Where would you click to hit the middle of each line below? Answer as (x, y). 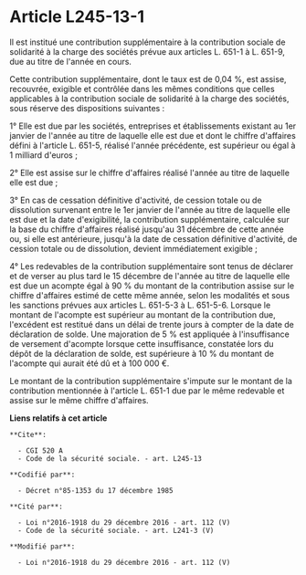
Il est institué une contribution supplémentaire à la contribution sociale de (148, 42)
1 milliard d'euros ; (43, 155)
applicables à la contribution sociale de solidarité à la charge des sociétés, (149, 99)
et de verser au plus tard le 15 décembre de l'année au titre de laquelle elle (150, 276)
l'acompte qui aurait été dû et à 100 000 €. (90, 363)
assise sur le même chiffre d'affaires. (79, 400)
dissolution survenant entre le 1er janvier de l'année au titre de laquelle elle (150, 209)
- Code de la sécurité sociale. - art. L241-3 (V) (116, 530)
